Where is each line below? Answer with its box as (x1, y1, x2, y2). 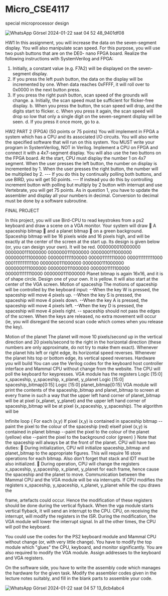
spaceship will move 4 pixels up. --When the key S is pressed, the (5, 292, 141, 298)
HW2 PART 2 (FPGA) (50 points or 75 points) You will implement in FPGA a (5, 128, 159, 134)
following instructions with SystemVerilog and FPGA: (5, 55, 114, 61)
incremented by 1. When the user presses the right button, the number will (5, 166, 158, 172)
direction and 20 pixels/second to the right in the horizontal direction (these (5, 339, 161, 345)
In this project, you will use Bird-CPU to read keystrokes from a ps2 (5, 217, 144, 223)
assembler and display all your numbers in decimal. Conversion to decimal (5, 192, 159, 198)
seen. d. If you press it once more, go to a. (12, 118, 100, 125)
